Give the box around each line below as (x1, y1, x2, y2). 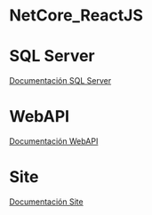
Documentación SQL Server (9, 76, 112, 86)
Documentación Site (9, 196, 84, 207)
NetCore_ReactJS (9, 5, 144, 26)
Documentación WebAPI (9, 136, 99, 147)
